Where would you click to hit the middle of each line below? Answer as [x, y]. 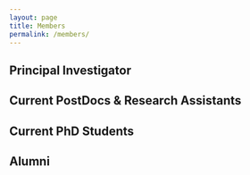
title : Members [37, 26]
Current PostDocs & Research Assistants [125, 100]
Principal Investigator [71, 70]
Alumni [30, 161]
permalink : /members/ [50, 34]
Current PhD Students [72, 131]
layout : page [33, 17]
